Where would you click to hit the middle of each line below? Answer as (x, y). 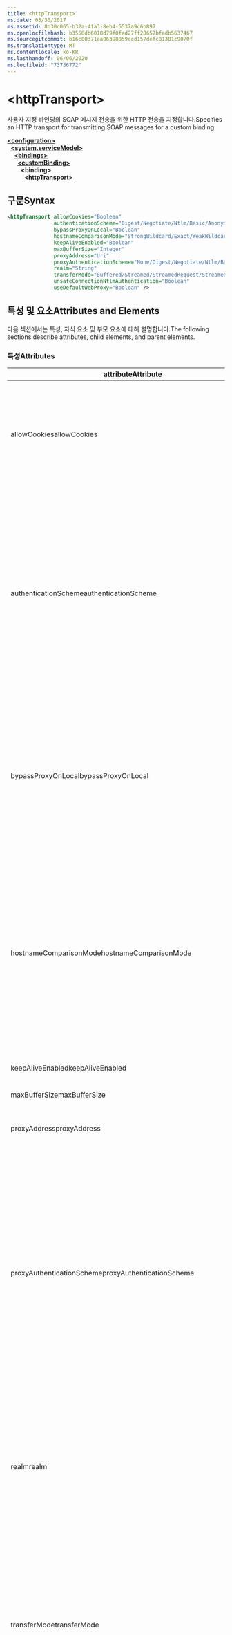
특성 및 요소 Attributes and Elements (84, 311)
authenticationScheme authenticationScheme (84, 593)
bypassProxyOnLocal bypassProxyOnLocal (80, 775)
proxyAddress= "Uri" (81, 256)
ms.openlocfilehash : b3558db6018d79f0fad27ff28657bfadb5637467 (100, 33)
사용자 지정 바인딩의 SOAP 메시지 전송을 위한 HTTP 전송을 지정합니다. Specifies (115, 119)
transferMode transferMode (55, 1625)
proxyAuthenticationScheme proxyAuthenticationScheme (103, 1273)
